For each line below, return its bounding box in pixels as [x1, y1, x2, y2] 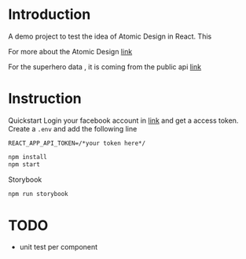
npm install [8, 153, 47, 161]
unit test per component [19, 242, 98, 252]
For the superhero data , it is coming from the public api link [8, 61, 202, 72]
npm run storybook [8, 190, 68, 198]
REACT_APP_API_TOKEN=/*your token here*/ [8, 139, 146, 147]
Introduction [8, 6, 91, 24]
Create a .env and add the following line [8, 124, 138, 133]
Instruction [8, 90, 82, 108]
